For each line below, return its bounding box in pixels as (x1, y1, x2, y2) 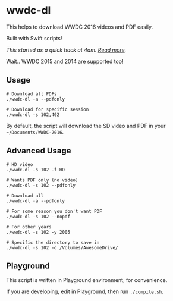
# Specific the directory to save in (6, 239, 100, 246)
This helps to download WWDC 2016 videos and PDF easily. (6, 23, 153, 30)
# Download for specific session (6, 106, 89, 112)
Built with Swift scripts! (6, 35, 62, 42)
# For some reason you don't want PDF (6, 208, 102, 214)
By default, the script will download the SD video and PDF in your (6, 122, 166, 129)
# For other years (6, 224, 52, 230)
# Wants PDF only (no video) (6, 177, 78, 183)
